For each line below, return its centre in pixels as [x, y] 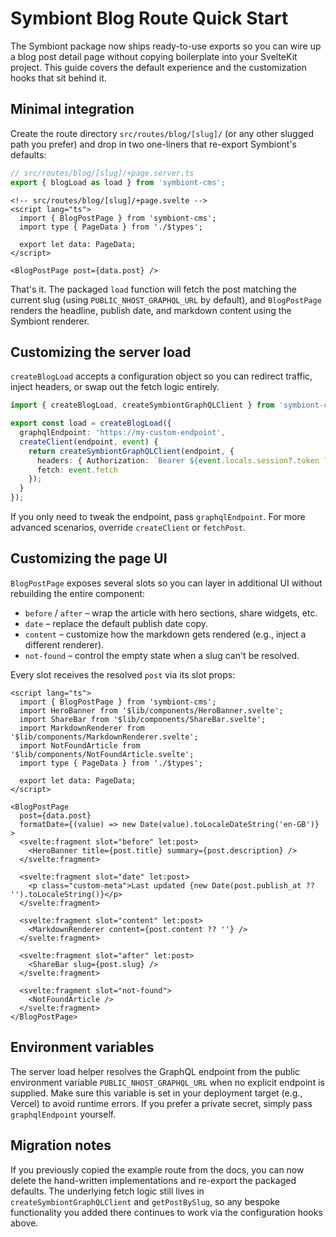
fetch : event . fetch [77, 470]
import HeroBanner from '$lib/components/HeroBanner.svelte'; [151, 710]
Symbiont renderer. [50, 321]
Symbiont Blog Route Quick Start [149, 18]
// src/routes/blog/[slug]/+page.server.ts [102, 173]
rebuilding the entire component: [78, 593]
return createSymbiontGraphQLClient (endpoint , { [131, 451]
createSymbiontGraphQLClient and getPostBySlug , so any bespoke [145, 1201]
